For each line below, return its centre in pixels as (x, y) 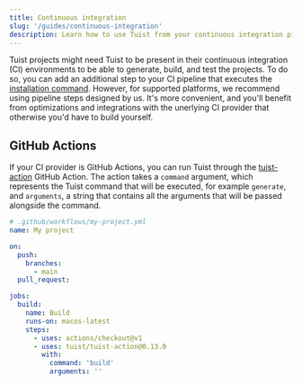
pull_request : (44, 280)
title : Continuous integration (68, 18)
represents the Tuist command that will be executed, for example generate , (148, 186)
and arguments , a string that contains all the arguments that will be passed (146, 196)
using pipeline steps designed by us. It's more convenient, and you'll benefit (151, 98)
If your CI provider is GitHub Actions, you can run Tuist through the (133, 167)
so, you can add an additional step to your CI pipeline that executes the (141, 79)
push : (28, 255)
